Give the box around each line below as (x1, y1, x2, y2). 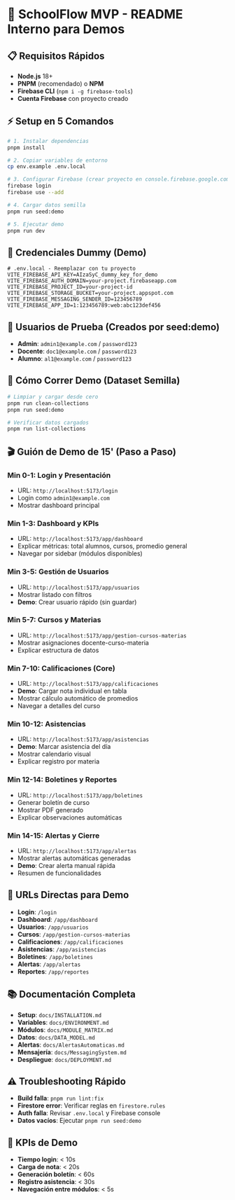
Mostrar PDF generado (17, 806, 84, 814)
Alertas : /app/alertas (17, 960, 81, 968)
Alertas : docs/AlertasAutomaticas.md (17, 1040, 124, 1049)
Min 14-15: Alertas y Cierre (7, 830, 100, 840)
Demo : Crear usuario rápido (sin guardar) (17, 598, 137, 606)
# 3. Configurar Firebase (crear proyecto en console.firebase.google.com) (7, 176, 233, 183)
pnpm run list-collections (7, 425, 86, 433)
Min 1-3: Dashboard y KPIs (7, 518, 99, 528)
